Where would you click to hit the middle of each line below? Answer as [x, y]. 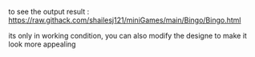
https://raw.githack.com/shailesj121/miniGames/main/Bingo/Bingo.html [125, 20]
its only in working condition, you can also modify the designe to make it [127, 36]
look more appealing [42, 44]
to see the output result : [49, 12]
